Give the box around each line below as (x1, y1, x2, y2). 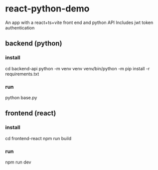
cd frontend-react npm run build (5, 135, 72, 141)
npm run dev (5, 159, 31, 165)
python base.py (5, 94, 37, 100)
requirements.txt (5, 71, 39, 77)
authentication (5, 24, 35, 30)
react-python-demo (5, 3, 90, 14)
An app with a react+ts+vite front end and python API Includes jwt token (5, 19, 154, 25)
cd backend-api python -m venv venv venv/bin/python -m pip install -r (5, 65, 150, 71)
